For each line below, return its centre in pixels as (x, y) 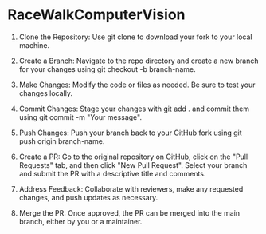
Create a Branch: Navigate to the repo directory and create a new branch (139, 61)
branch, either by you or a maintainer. (80, 221)
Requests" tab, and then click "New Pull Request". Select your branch (133, 165)
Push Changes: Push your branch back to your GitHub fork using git (130, 133)
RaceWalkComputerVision (96, 15)
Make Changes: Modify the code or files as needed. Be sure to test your (137, 85)
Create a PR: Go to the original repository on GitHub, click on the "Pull (133, 157)
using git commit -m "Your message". (80, 117)
